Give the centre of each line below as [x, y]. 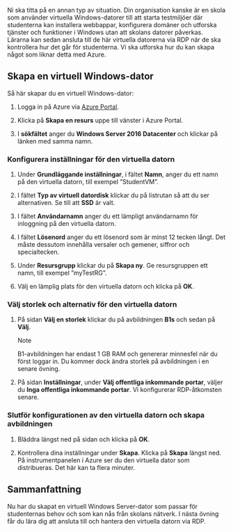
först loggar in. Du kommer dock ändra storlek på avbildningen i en [113, 361]
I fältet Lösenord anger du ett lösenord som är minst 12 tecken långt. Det [121, 237]
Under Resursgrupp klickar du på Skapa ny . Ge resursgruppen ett [113, 266]
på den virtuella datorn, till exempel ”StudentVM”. [88, 182]
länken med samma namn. [55, 141]
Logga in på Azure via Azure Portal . [68, 107]
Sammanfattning [44, 490]
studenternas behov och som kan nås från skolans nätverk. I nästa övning [113, 514]
